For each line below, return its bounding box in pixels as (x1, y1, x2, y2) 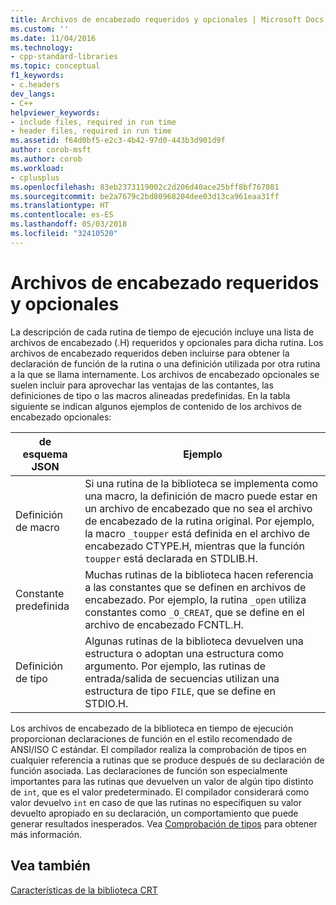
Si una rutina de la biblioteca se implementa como (84, 476, 319, 490)
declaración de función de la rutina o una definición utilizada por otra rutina (10, 357, 321, 370)
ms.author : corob (10, 154, 83, 164)
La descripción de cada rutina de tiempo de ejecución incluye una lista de (10, 326, 315, 338)
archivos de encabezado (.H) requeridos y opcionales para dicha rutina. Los (10, 336, 324, 348)
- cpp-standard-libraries (10, 52, 118, 62)
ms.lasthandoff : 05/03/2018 (10, 219, 128, 230)
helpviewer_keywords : (10, 107, 101, 118)
